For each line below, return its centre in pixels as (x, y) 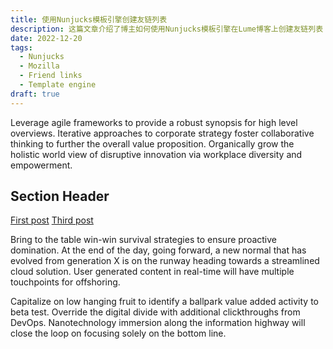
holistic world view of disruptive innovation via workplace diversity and (156, 154)
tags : (21, 47)
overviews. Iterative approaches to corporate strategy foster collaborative (162, 133)
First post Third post (52, 220)
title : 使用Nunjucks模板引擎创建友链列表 (89, 19)
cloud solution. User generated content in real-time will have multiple (152, 272)
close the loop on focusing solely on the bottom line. (118, 333)
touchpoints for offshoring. (65, 282)
